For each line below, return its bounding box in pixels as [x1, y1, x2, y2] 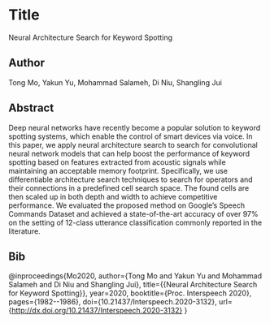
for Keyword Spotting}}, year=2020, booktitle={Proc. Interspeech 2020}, [8, 288, 252, 298]
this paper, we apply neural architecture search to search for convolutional [8, 140, 258, 149]
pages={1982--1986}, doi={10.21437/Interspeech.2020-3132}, [8, 297, 217, 307]
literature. [8, 226, 41, 236]
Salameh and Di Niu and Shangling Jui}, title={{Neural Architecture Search [8, 280, 258, 290]
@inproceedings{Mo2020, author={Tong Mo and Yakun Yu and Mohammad [8, 271, 263, 281]
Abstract [8, 101, 54, 115]
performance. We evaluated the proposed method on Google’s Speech [8, 200, 246, 210]
